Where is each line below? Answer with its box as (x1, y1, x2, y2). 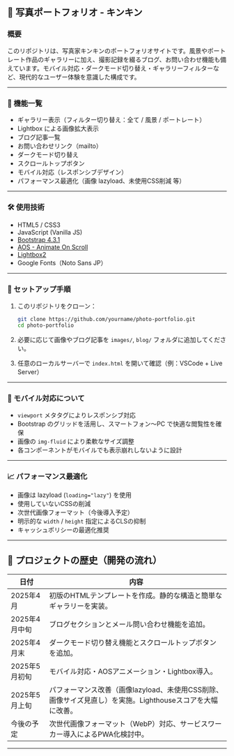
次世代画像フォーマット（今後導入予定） (17, 508, 134, 517)
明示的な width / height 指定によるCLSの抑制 (17, 517, 146, 525)
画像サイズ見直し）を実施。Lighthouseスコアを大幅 (49, 695, 218, 705)
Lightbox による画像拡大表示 (17, 124, 100, 133)
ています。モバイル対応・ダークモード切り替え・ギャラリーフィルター (13, 64, 214, 72)
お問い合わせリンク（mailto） (17, 142, 102, 150)
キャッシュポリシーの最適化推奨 (17, 526, 109, 534)
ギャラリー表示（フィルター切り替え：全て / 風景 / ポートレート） (17, 115, 206, 124)
